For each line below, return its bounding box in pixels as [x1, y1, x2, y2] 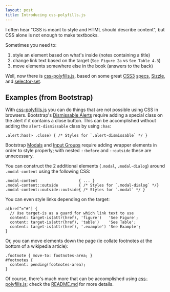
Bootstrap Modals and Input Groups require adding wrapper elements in [5, 142, 157, 148]
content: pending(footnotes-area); [10, 262, 86, 267]
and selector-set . [5, 78, 41, 84]
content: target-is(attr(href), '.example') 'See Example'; [10, 224, 141, 229]
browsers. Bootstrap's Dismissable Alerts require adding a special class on [5, 112, 163, 118]
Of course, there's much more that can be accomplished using [5, 276, 137, 282]
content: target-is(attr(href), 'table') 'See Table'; [10, 220, 137, 225]
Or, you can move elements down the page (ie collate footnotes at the [5, 238, 153, 244]
